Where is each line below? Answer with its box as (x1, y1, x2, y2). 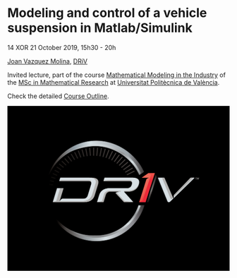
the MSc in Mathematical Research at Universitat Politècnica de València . (7, 78, 220, 86)
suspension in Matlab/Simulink (7, 20, 193, 36)
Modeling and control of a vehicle (7, 5, 207, 21)
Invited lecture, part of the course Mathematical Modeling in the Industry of (7, 71, 226, 79)
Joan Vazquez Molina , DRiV (7, 56, 88, 65)
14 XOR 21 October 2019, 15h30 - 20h (7, 43, 116, 52)
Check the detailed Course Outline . (7, 92, 109, 100)
